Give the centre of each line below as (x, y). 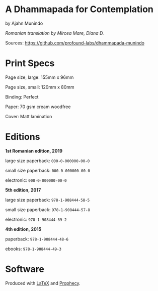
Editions (23, 137)
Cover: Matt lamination (29, 116)
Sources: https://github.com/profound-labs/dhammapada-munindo (75, 43)
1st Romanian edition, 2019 (34, 151)
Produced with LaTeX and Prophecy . (43, 283)
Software (25, 269)
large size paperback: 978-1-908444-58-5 (48, 200)
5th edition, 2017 (23, 190)
